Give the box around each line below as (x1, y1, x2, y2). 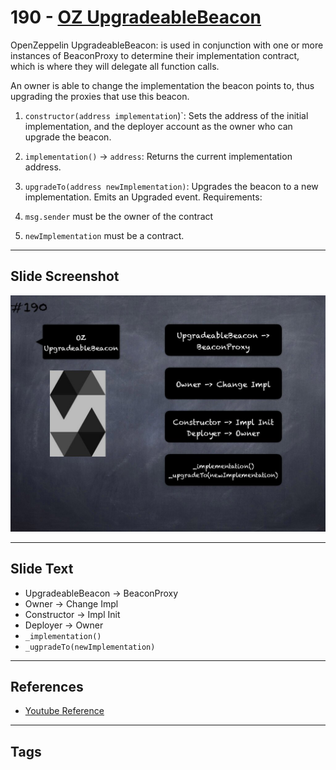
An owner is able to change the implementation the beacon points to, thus (10, 79, 315, 91)
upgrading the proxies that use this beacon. (10, 90, 190, 102)
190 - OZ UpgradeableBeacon (10, 6, 262, 29)
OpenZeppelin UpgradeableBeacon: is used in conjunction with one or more (10, 39, 324, 51)
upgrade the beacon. (24, 131, 112, 143)
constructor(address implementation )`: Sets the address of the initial (24, 109, 309, 121)
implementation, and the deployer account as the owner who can (24, 120, 293, 132)
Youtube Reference (24, 705, 105, 717)
